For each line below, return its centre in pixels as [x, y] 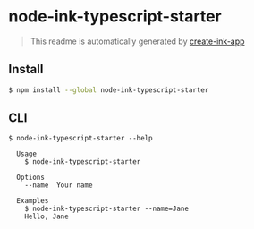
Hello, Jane [47, 216]
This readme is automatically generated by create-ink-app [137, 41]
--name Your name [59, 185]
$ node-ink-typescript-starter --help [80, 139]
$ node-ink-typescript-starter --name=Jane [107, 209]
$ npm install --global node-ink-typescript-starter [109, 90]
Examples [33, 201]
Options [31, 178]
